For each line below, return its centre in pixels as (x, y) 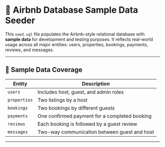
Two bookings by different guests (76, 108)
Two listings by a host (62, 100)
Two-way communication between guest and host (96, 132)
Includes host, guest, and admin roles (81, 92)
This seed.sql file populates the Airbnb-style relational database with (75, 34)
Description (96, 84)
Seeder (20, 20)
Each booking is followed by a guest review (87, 124)
